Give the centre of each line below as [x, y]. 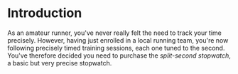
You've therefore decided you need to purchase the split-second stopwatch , [119, 55]
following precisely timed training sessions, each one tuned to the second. [116, 48]
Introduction [45, 13]
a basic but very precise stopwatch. [60, 63]
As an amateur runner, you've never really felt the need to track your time [114, 33]
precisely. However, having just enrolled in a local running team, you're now [118, 40]
